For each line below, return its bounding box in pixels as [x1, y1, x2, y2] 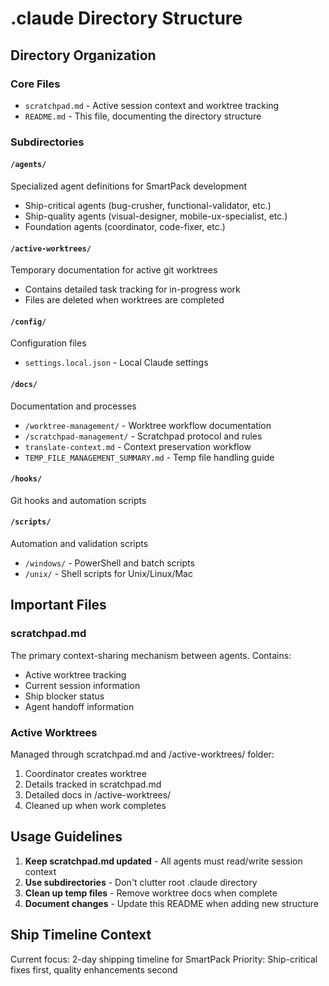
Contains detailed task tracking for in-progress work [24, 283, 241, 296]
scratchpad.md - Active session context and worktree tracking [24, 99, 280, 111]
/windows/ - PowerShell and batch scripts [24, 557, 195, 569]
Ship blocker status [24, 690, 105, 702]
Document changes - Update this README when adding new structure [24, 897, 320, 909]
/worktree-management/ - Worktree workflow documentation [24, 419, 272, 431]
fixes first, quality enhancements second [10, 963, 178, 976]
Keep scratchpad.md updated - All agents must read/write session [24, 855, 303, 867]
